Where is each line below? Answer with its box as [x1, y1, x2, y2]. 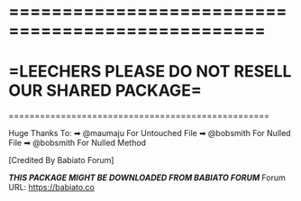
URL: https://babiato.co [8, 182, 96, 193]
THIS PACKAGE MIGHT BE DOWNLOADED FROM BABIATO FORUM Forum [8, 172, 286, 183]
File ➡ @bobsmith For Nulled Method [8, 137, 146, 149]
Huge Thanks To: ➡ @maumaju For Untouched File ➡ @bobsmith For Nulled [8, 128, 291, 139]
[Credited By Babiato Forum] [8, 155, 114, 166]
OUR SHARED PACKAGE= [8, 80, 202, 101]
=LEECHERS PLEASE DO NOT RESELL [8, 61, 292, 82]
